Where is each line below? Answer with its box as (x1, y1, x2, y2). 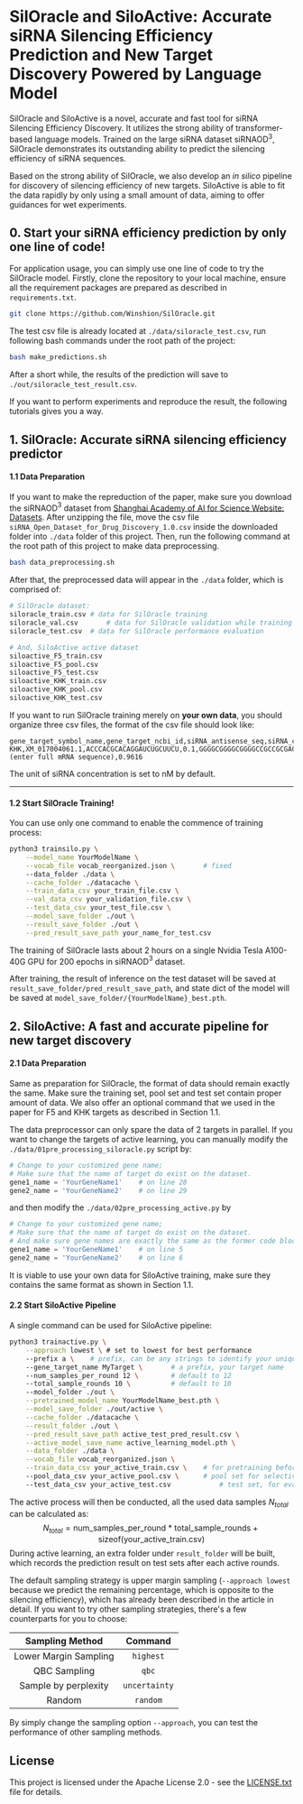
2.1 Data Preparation (9, 1058, 87, 1069)
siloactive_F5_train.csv (9, 652, 103, 661)
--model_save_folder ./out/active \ (25, 1405, 164, 1414)
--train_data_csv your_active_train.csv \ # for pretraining (25, 1464, 272, 1473)
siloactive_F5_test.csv (9, 668, 99, 678)
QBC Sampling (32, 1665, 96, 1678)
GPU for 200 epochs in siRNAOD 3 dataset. (27, 954, 186, 967)
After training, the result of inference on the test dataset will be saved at (9, 973, 277, 985)
